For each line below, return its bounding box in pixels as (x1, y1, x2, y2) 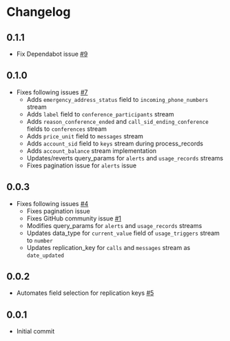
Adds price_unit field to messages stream (26, 132, 144, 140)
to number (26, 236, 53, 245)
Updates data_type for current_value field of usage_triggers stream (26, 229, 220, 237)
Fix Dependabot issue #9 (16, 50, 88, 58)
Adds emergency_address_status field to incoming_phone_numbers (26, 95, 209, 103)
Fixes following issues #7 (16, 87, 88, 96)
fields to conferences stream (26, 125, 107, 133)
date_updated (26, 252, 65, 259)
